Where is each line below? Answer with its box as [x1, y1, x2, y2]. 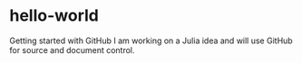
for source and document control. [9, 44, 135, 55]
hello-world [9, 5, 100, 26]
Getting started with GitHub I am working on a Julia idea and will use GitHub [9, 35, 293, 46]
